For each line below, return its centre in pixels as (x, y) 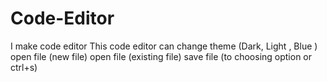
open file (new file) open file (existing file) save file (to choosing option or (161, 56)
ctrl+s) (24, 67)
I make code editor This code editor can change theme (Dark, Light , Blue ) (164, 46)
